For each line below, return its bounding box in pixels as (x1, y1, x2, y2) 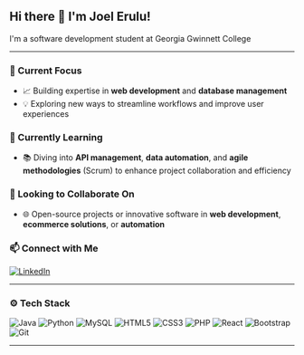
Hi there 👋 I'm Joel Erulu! (9, 9, 151, 24)
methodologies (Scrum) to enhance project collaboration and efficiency (22, 165, 291, 177)
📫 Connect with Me (9, 242, 99, 254)
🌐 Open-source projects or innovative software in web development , (22, 208, 281, 219)
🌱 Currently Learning (9, 131, 103, 144)
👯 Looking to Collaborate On (9, 187, 136, 200)
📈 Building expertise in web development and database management (22, 85, 288, 96)
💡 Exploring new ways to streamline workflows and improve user (22, 99, 264, 110)
